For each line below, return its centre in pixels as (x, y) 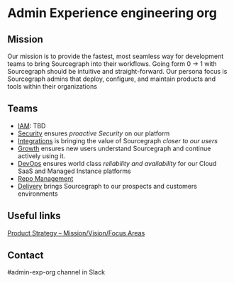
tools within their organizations (52, 86)
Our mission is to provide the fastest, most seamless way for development (116, 56)
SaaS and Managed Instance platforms (74, 171)
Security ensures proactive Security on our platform (94, 133)
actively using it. (41, 156)
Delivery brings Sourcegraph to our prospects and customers (107, 186)
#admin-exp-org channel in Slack (56, 272)
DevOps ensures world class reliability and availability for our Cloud (117, 163)
